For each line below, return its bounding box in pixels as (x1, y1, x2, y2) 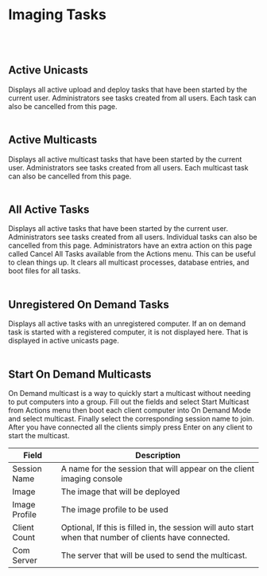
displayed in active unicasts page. (8, 336, 119, 346)
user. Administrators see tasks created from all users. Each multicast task (8, 163, 249, 172)
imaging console (60, 473, 123, 484)
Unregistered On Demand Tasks (8, 297, 169, 312)
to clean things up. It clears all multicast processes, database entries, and (8, 257, 250, 268)
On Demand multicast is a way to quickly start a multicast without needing (8, 389, 251, 398)
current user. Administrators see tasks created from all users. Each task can (8, 93, 257, 103)
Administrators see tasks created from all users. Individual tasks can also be (8, 233, 257, 242)
